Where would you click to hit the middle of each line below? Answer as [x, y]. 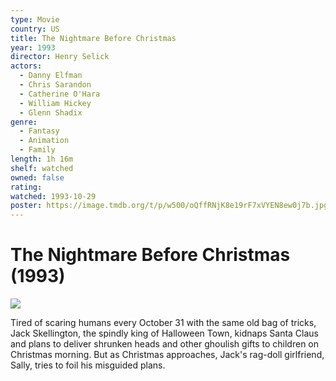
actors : [26, 66]
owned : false [37, 177]
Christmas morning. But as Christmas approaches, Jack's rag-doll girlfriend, [167, 355]
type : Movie [35, 19]
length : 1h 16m [42, 159]
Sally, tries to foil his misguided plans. [88, 365]
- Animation [44, 141]
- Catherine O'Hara [60, 94]
